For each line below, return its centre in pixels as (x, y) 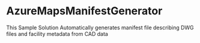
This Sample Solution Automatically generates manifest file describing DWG (100, 27)
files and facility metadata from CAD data (57, 33)
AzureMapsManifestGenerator (84, 11)
